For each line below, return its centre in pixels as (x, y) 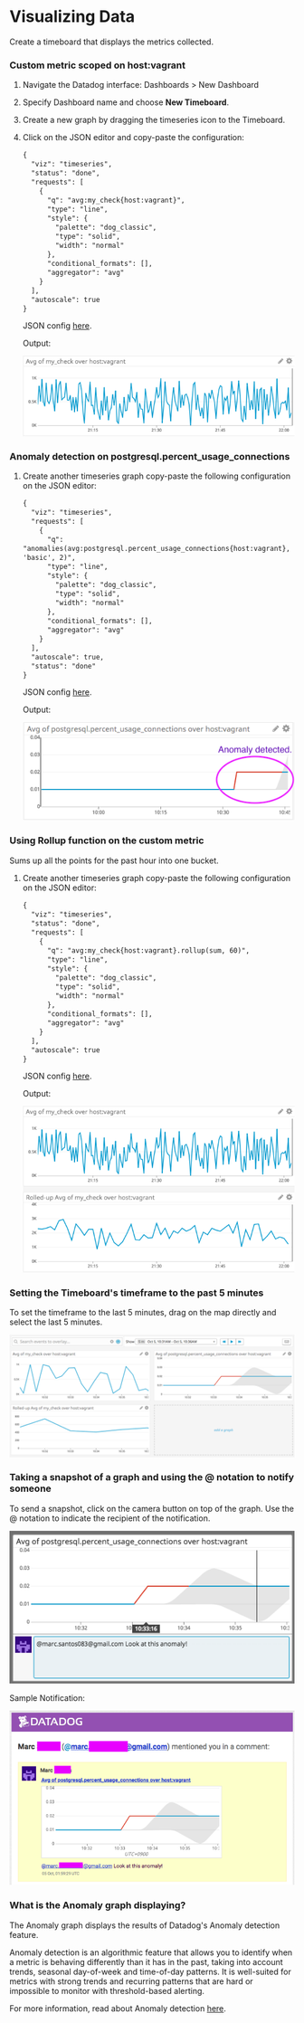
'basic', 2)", (49, 558)
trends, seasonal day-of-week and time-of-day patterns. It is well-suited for (150, 1971)
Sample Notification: (47, 1698)
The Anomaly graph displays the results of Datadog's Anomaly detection (145, 1925)
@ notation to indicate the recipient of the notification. (110, 1518)
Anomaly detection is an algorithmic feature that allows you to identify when (151, 1952)
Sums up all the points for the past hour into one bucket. (114, 860)
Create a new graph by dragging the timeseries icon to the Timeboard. (154, 120)
